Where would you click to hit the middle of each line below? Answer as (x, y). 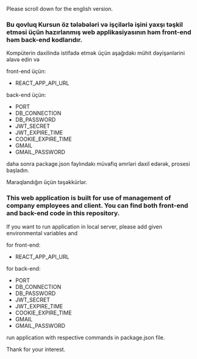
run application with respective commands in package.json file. (86, 337)
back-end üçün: (26, 95)
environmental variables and (42, 233)
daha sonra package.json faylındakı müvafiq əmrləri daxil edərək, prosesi (98, 164)
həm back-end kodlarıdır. (45, 40)
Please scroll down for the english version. (60, 9)
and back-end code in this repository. (63, 213)
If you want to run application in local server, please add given (84, 226)
